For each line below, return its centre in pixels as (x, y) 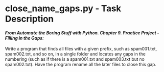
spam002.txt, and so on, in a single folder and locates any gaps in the (75, 54)
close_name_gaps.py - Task (63, 9)
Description (29, 19)
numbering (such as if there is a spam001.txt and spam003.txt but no (75, 59)
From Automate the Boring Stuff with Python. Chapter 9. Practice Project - (82, 33)
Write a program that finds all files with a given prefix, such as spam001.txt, (81, 49)
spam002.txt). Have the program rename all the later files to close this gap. (81, 65)
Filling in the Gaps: (24, 38)
